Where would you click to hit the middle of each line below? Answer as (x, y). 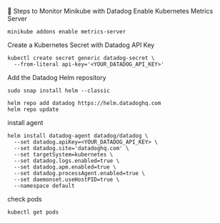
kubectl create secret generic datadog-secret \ (81, 58)
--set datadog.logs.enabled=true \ (67, 161)
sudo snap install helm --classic (59, 91)
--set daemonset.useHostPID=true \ (67, 179)
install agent (25, 123)
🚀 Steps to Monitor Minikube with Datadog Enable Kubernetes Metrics (110, 11)
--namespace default (44, 186)
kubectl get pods (33, 212)
